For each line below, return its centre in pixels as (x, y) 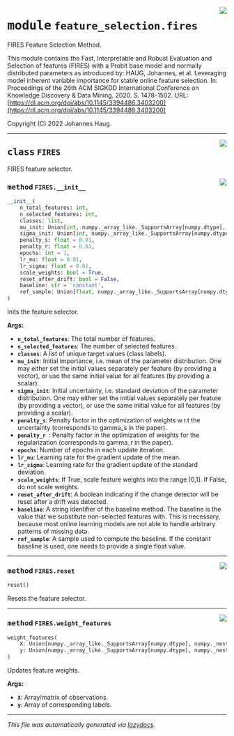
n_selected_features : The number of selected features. (97, 346)
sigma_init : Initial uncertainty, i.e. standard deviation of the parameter (118, 391)
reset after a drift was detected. (63, 502)
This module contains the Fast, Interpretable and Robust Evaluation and (110, 58)
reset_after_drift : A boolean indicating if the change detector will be (118, 494)
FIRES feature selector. (40, 169)
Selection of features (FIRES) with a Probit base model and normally (104, 66)
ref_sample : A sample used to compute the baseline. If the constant (114, 539)
